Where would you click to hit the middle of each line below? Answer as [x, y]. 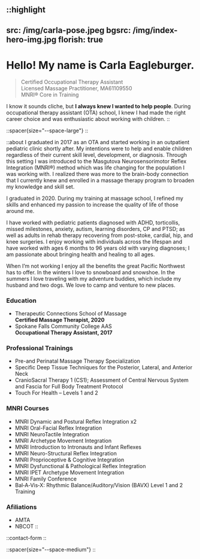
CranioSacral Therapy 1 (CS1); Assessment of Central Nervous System [101, 380]
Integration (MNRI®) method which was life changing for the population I [96, 168]
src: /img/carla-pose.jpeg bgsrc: [69, 30]
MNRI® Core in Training [50, 95]
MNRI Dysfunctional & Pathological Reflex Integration [80, 466]
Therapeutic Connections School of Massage [71, 314]
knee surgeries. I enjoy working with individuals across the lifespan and [94, 241]
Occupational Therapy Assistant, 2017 [63, 333]
